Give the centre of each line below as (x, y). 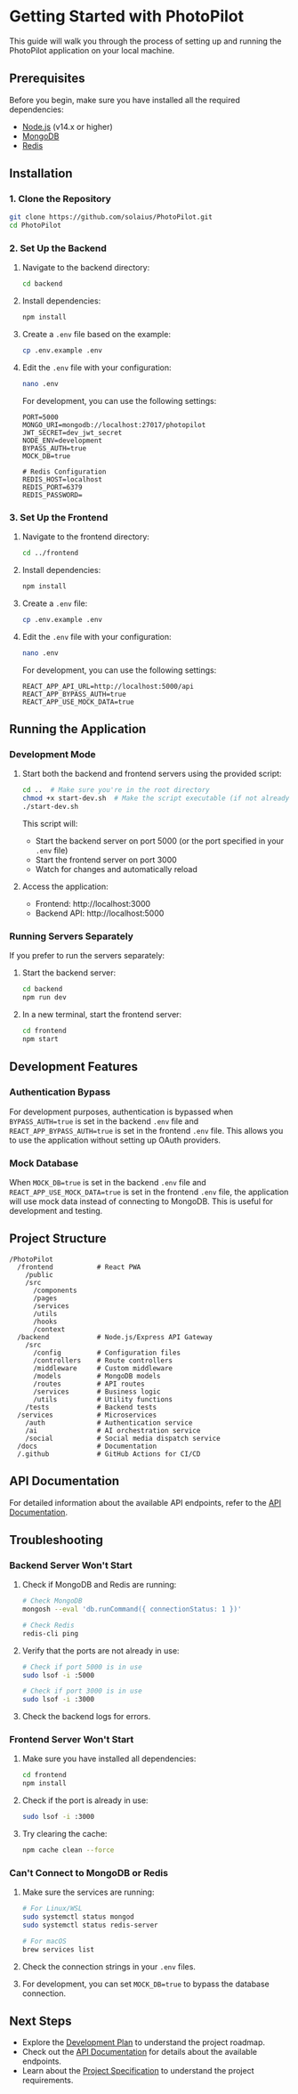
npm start (40, 1039)
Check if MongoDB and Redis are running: (99, 1585)
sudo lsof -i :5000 (58, 1675)
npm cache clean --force (68, 1850)
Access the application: (65, 886)
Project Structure (58, 1239)
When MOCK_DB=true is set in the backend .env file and (108, 1182)
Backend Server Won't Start (71, 1565)
